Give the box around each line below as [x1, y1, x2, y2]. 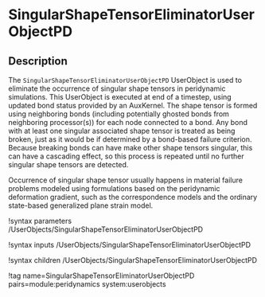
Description [8, 54, 68, 68]
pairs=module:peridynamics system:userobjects [8, 279, 166, 288]
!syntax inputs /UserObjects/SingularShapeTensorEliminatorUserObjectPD [8, 240, 251, 249]
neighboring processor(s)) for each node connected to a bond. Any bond [8, 118, 248, 127]
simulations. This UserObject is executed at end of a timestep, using [8, 92, 232, 101]
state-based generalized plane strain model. [8, 201, 154, 210]
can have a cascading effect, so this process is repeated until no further [8, 151, 244, 161]
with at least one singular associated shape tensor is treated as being [8, 126, 236, 135]
